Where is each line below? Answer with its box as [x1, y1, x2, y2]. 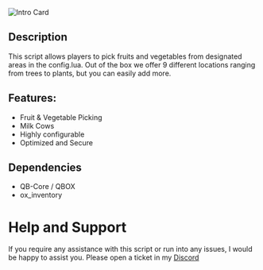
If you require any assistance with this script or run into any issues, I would [8, 245, 253, 254]
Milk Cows [19, 121, 55, 130]
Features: [8, 91, 57, 105]
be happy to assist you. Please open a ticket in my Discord [8, 253, 199, 262]
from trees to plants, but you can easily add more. [8, 68, 172, 78]
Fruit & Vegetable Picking [19, 112, 102, 122]
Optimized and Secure [19, 137, 94, 147]
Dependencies [8, 161, 82, 175]
